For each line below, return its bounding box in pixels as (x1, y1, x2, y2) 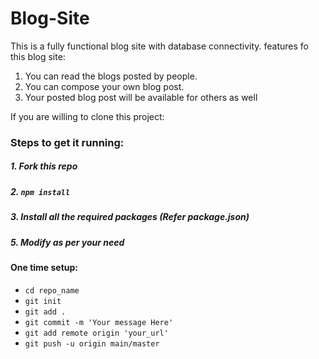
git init (24, 296, 62, 306)
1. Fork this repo (10, 160, 78, 172)
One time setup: (10, 261, 79, 273)
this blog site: (10, 50, 66, 62)
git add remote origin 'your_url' (24, 328, 169, 338)
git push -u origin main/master (24, 338, 160, 349)
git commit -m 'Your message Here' (24, 317, 174, 327)
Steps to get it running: (10, 135, 125, 149)
